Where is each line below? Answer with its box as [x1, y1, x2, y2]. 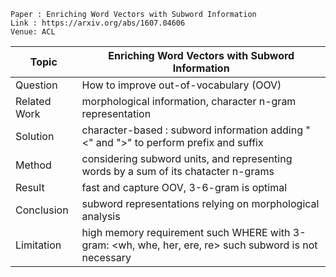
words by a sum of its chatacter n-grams [81, 165, 275, 178]
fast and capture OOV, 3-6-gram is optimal [81, 181, 288, 194]
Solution [15, 130, 55, 143]
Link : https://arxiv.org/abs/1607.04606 [10, 18, 186, 28]
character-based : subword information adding [81, 123, 303, 137]
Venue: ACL [10, 27, 56, 37]
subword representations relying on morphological [81, 197, 320, 210]
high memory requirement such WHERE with [81, 226, 291, 239]
